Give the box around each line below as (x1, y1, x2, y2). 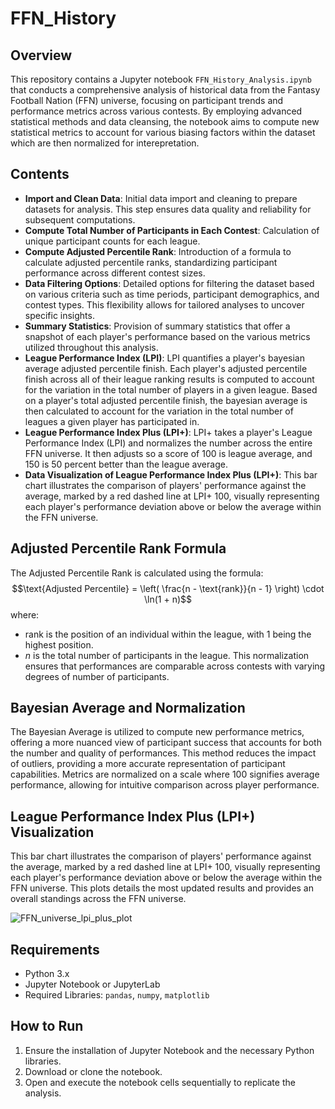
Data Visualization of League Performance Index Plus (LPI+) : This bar (24, 468, 318, 481)
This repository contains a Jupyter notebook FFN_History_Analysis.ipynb (10, 73, 312, 85)
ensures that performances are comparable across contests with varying (24, 660, 326, 672)
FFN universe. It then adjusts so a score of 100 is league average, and (24, 447, 313, 459)
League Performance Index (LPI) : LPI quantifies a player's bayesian (24, 352, 305, 364)
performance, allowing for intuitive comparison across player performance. (10, 779, 320, 791)
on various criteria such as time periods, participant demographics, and (24, 288, 320, 300)
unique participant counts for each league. (24, 235, 201, 247)
